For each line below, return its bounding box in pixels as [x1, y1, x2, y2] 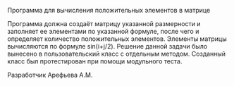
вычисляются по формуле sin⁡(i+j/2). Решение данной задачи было [7, 42, 208, 50]
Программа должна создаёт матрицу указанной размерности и [7, 20, 201, 27]
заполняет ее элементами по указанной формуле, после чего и [7, 27, 199, 35]
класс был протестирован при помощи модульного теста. [7, 57, 183, 66]
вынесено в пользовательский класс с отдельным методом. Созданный [7, 49, 226, 58]
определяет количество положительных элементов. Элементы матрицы [7, 35, 227, 43]
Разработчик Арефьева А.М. [7, 70, 93, 79]
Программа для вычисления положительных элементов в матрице [7, 6, 211, 14]
